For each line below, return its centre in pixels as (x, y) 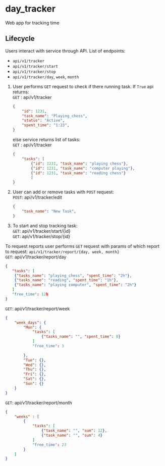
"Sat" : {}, (35, 379)
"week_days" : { (30, 323)
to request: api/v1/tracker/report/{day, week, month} (62, 251)
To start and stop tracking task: (45, 226)
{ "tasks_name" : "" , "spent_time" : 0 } (81, 337)
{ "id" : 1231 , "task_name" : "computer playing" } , (83, 168)
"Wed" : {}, (35, 365)
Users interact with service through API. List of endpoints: (65, 50)
